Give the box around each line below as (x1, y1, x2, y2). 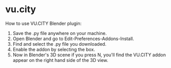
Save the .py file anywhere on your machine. (12, 30, 107, 36)
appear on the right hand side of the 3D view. (12, 57, 109, 63)
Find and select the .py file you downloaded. (12, 41, 106, 47)
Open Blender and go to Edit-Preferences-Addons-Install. (12, 36, 134, 42)
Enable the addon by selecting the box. (12, 46, 96, 52)
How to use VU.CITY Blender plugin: (5, 20, 82, 26)
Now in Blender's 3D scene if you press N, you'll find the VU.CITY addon (12, 52, 166, 58)
